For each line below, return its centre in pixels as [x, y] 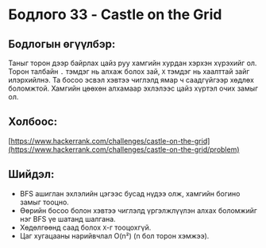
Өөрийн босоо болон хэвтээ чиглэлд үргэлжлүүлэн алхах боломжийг [139, 210]
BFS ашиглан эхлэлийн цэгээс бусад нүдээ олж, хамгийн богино [130, 193]
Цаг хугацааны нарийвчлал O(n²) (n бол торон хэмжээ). [114, 235]
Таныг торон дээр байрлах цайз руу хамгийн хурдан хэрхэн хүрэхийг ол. [133, 63]
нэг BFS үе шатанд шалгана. [68, 219]
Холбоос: [33, 122]
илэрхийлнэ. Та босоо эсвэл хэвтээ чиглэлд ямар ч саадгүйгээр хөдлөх [131, 80]
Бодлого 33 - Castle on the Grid [115, 15]
